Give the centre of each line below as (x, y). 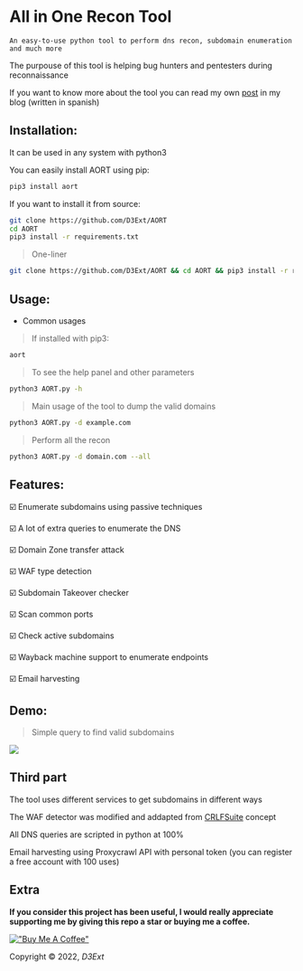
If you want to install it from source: (75, 203)
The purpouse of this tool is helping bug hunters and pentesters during (141, 65)
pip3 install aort (44, 186)
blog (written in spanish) (55, 102)
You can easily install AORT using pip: (80, 170)
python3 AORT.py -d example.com (70, 422)
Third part (38, 778)
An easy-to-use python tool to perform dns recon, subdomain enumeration (151, 41)
